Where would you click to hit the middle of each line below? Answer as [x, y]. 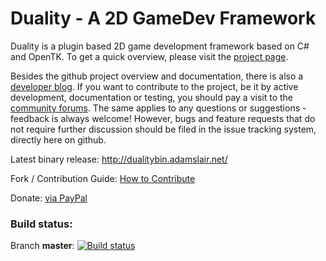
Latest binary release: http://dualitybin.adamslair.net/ [119, 159]
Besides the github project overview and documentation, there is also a [157, 76]
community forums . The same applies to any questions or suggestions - [158, 108]
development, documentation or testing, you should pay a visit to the [152, 97]
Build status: [41, 224]
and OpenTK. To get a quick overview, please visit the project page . [149, 56]
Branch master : [42, 246]
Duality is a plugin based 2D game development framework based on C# [160, 46]
